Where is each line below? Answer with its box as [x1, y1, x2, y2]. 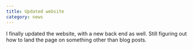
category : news [6, 14, 44, 20]
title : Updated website [6, 8, 65, 15]
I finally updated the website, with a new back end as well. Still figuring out [6, 30, 187, 37]
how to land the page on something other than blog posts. [6, 36, 147, 43]
